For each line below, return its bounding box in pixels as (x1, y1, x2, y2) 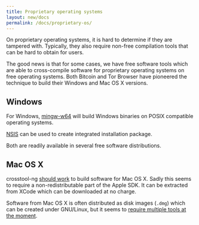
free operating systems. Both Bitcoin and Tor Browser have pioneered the (6, 73, 187, 81)
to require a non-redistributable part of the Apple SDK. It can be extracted (6, 181, 188, 189)
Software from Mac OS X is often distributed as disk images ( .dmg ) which (6, 199, 185, 206)
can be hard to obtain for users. (6, 49, 84, 56)
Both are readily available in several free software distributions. (6, 142, 161, 149)
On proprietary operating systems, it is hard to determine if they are (6, 36, 173, 44)
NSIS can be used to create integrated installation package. (6, 131, 152, 138)
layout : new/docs (6, 14, 50, 20)
